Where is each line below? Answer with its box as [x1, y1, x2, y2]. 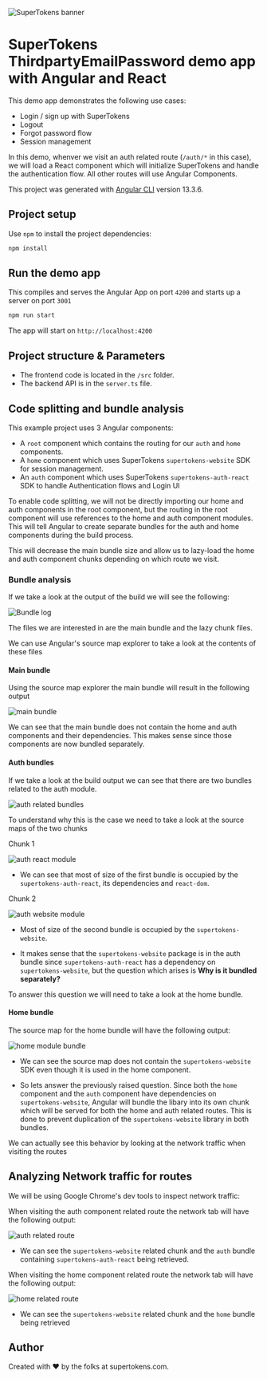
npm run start [8, 311, 56, 319]
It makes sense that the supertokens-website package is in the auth [19, 948, 241, 958]
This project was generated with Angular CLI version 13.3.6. [8, 184, 204, 194]
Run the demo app [8, 267, 101, 280]
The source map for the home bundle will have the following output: [8, 1025, 231, 1035]
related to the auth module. [8, 784, 97, 793]
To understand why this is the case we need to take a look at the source [8, 815, 245, 824]
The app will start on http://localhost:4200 [8, 326, 153, 335]
